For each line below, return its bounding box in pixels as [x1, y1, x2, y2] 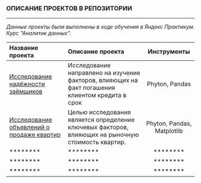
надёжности [9, 80, 45, 88]
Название [9, 44, 39, 52]
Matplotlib [154, 127, 184, 135]
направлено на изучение [68, 69, 141, 77]
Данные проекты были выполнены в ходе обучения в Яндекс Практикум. [6, 23, 195, 30]
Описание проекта [68, 48, 124, 56]
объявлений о [9, 123, 50, 132]
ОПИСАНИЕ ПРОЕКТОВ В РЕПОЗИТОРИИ [6, 4, 133, 13]
